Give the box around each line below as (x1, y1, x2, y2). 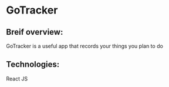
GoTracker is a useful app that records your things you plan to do (6, 42, 163, 49)
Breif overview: (6, 27, 63, 37)
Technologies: (6, 59, 60, 69)
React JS (6, 75, 28, 82)
